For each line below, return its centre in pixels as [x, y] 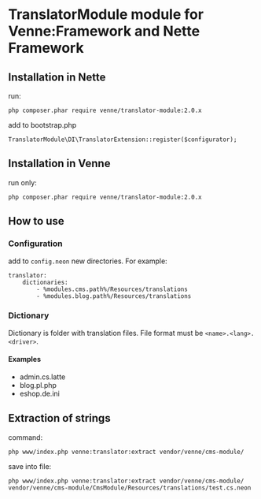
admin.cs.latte [42, 377]
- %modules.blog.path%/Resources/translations [114, 296]
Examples [25, 359]
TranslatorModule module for [106, 15]
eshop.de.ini [40, 393]
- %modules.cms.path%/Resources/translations [112, 289]
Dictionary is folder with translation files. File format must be [106, 333]
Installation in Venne [59, 164]
